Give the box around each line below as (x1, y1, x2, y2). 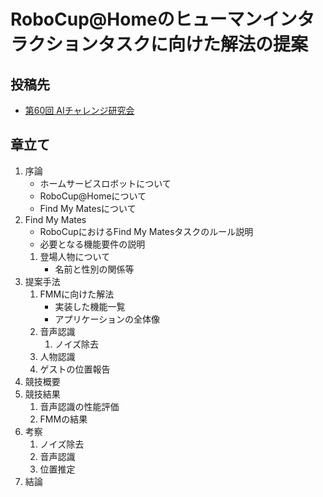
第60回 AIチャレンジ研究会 (24, 105, 135, 116)
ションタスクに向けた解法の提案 (45, 33, 309, 56)
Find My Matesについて (39, 202, 137, 214)
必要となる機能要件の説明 (39, 238, 146, 250)
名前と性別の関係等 (54, 263, 135, 275)
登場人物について (39, 250, 111, 262)
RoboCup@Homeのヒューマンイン (10, 8, 298, 31)
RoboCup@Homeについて (39, 190, 147, 202)
